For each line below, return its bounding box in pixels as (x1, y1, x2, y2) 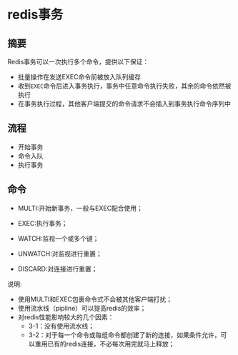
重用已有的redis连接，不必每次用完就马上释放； (34, 339, 175, 348)
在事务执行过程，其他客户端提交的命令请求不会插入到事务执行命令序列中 (17, 99, 231, 108)
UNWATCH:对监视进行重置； (17, 249, 102, 258)
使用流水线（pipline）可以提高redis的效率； (17, 304, 147, 312)
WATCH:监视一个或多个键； (17, 234, 99, 243)
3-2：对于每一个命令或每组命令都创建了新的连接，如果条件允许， (28, 330, 221, 339)
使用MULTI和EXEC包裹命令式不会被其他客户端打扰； (17, 294, 173, 304)
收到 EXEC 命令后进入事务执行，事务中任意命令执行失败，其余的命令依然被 (17, 81, 232, 90)
